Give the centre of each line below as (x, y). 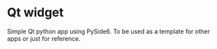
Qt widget (35, 13)
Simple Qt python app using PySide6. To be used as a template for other (108, 31)
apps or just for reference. (44, 38)
